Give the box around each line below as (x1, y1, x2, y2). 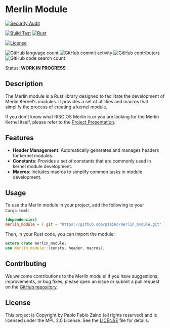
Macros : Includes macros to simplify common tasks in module (12, 169, 143, 175)
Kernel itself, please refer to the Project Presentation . (5, 119, 115, 125)
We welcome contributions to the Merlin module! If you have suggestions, (5, 273, 159, 279)
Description (5, 79, 43, 88)
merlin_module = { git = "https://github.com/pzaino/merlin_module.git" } (5, 222, 166, 227)
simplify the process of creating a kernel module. (5, 104, 108, 110)
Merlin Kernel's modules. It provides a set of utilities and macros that (5, 98, 148, 104)
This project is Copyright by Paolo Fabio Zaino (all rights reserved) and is (5, 312, 157, 318)
